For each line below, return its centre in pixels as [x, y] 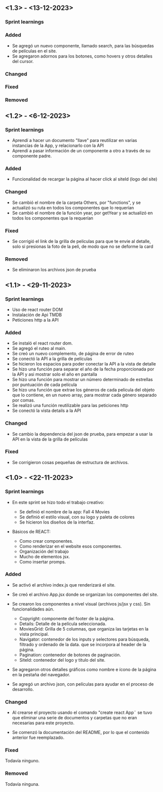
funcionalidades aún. [33, 609]
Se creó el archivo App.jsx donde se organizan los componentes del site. [85, 594]
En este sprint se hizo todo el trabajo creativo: [58, 502]
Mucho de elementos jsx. [45, 556]
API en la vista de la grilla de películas [50, 439]
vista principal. [34, 634]
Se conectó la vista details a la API [46, 411]
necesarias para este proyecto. [43, 723]
